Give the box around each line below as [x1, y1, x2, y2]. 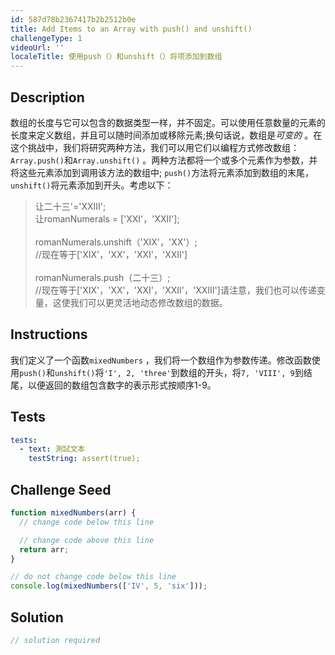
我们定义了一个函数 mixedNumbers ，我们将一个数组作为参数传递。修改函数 [10, 354, 312, 366]
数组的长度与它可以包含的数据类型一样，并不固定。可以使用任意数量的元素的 [10, 116, 326, 128]
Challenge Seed [10, 481, 112, 498]
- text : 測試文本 [19, 444, 86, 455]
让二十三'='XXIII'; [34, 200, 107, 212]
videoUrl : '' [10, 42, 65, 53]
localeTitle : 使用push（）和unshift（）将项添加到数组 [10, 52, 223, 62]
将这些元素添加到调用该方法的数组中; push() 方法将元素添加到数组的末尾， [10, 166, 315, 178]
